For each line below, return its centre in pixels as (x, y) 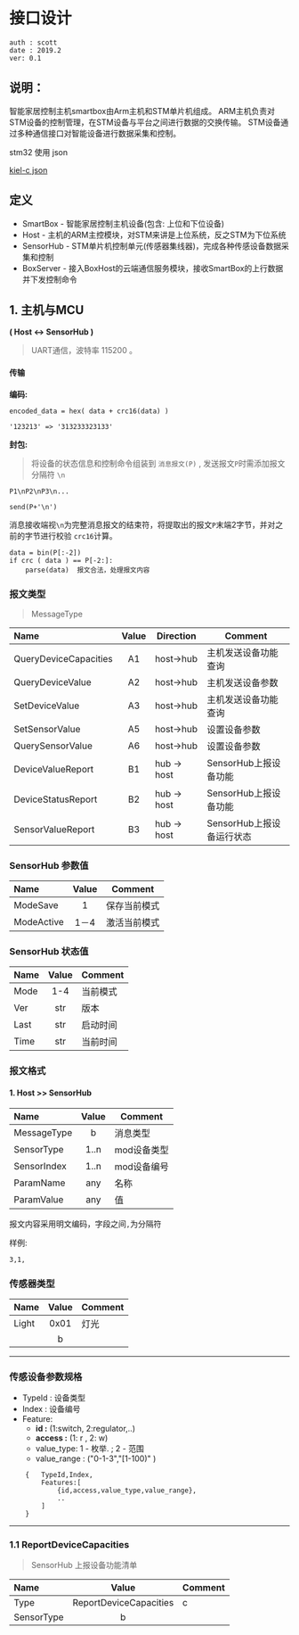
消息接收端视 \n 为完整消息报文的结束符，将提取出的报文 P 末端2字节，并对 (142, 524)
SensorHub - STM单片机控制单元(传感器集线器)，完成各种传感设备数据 (152, 245)
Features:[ (61, 1483)
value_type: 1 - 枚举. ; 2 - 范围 (89, 1449)
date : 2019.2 (36, 50)
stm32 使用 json (39, 152)
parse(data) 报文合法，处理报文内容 (88, 570)
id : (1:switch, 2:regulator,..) (85, 1429)
